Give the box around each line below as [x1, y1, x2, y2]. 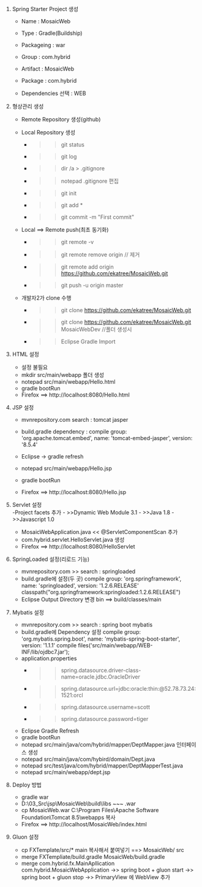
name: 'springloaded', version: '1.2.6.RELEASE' [21, 582, 139, 589]
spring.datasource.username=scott [61, 704, 150, 710]
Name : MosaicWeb [21, 18, 71, 25]
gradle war [21, 793, 49, 801]
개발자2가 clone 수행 [21, 294, 72, 302]
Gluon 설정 [12, 833, 39, 840]
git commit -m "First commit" [61, 213, 135, 221]
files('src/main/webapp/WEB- [78, 642, 153, 649]
